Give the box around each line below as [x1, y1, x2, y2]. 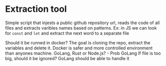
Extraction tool [5, 3, 67, 15]
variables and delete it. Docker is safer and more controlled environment [5, 45, 153, 51]
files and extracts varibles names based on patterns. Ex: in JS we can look [5, 25, 157, 31]
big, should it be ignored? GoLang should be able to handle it [5, 55, 130, 61]
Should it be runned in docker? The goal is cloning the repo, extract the [5, 39, 151, 45]
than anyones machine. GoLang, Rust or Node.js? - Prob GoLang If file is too [5, 50, 161, 56]
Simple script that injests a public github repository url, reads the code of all [5, 20, 160, 26]
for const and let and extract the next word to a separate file [5, 30, 129, 36]
